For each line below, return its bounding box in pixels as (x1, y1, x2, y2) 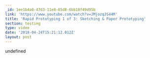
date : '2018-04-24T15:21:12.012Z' (5, 30, 76, 35)
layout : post (5, 35, 32, 40)
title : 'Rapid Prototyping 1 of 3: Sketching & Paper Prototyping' (5, 16, 147, 21)
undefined (5, 48, 26, 54)
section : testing (5, 21, 41, 26)
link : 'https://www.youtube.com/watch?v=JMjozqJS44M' (5, 12, 118, 17)
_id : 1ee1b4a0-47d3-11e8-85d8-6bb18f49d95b (5, 7, 96, 12)
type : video (5, 26, 30, 30)
